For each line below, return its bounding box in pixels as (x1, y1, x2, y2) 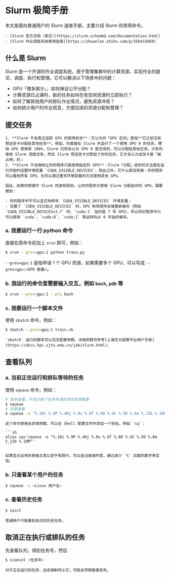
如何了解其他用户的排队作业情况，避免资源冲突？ (12, 98, 115, 104)
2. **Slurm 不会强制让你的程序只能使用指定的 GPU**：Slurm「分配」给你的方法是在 (5, 162, 161, 167)
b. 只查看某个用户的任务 (5, 471, 63, 479)
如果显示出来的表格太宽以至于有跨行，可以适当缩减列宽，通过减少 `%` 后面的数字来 (5, 453, 156, 458)
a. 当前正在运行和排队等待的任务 (5, 374, 84, 381)
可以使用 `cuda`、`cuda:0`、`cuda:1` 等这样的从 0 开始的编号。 (5, 214, 131, 220)
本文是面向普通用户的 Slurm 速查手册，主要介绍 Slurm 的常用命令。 (5, 22, 146, 28)
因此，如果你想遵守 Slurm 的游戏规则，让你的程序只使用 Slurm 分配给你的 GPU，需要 (5, 183, 163, 188)
